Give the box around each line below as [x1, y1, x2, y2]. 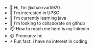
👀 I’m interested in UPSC [9, 10, 60, 16]
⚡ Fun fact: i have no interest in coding [9, 38, 88, 44]
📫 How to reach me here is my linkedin [9, 26, 90, 31]
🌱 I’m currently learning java [9, 15, 67, 21]
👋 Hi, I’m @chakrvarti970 [9, 5, 60, 10]
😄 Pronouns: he [9, 33, 43, 39]
